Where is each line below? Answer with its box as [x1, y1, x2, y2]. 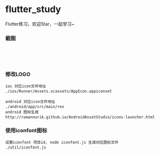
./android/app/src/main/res [5, 104, 65, 109]
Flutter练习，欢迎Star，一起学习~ [5, 21, 75, 27]
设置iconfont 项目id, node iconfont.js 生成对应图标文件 [5, 140, 119, 145]
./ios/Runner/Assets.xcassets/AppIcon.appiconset [5, 88, 112, 94]
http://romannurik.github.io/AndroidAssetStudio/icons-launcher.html [5, 115, 155, 120]
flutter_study [5, 4, 61, 15]
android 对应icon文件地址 [5, 99, 56, 104]
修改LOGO [5, 71, 30, 78]
